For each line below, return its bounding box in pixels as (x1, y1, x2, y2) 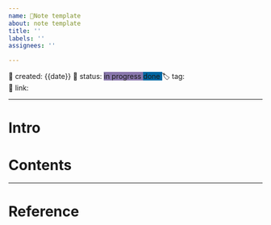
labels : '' (8, 34, 45, 43)
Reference (8, 202, 79, 221)
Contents (8, 156, 73, 174)
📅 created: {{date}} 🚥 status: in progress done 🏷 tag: (8, 72, 186, 81)
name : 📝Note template (8, 11, 81, 20)
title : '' (8, 27, 42, 35)
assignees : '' (8, 42, 56, 50)
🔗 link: (8, 83, 29, 93)
